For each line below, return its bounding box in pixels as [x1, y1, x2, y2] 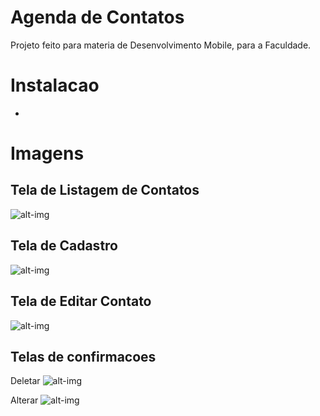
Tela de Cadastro [10, 237, 118, 255]
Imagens [10, 142, 85, 165]
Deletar [10, 375, 41, 387]
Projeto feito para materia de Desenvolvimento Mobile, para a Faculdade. [10, 39, 312, 51]
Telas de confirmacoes [10, 348, 157, 365]
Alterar [10, 394, 39, 406]
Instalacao [10, 74, 100, 97]
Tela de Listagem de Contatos [10, 182, 200, 199]
